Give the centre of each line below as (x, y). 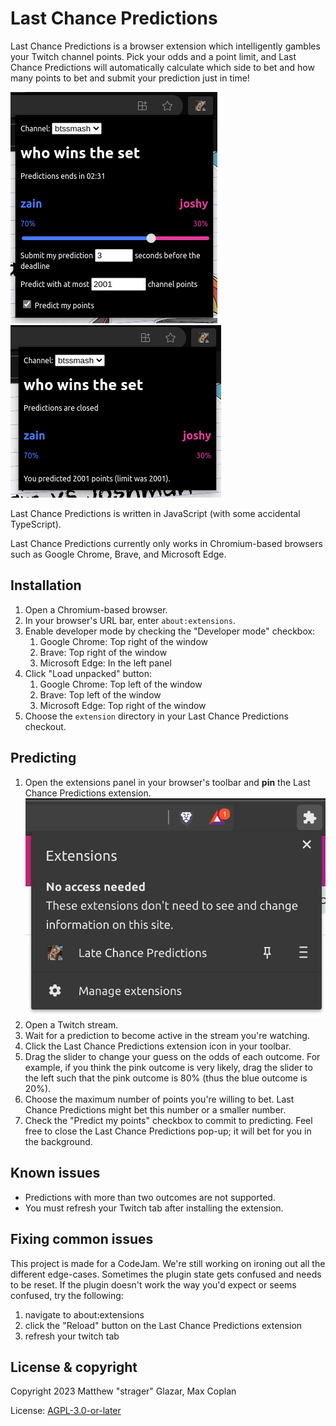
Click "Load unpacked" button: (88, 673)
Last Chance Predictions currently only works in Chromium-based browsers (166, 543)
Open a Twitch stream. (71, 1025)
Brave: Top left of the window (100, 694)
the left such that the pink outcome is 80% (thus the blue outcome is (166, 1078)
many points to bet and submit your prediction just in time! (130, 78)
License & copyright (74, 1367)
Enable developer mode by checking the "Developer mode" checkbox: (170, 631)
